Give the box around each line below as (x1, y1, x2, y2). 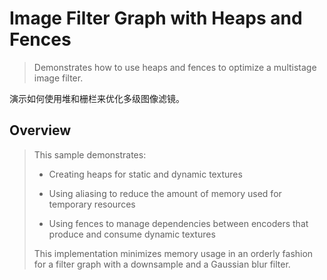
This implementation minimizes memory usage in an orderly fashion (33, 247, 314, 259)
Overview (9, 122, 72, 139)
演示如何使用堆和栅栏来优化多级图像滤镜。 (9, 92, 185, 104)
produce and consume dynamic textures (48, 228, 216, 240)
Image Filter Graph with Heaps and (9, 7, 303, 30)
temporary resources (48, 198, 136, 210)
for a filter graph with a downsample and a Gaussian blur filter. (33, 258, 291, 270)
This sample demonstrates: (33, 148, 147, 161)
